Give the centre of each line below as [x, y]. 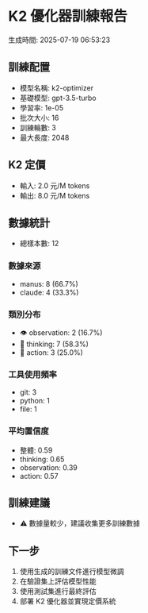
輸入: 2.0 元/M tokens [55, 185]
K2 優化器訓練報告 [68, 16]
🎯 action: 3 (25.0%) [51, 352]
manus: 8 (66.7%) [49, 283]
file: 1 [28, 409]
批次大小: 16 [39, 118]
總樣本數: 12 [39, 244]
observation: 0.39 [48, 467]
